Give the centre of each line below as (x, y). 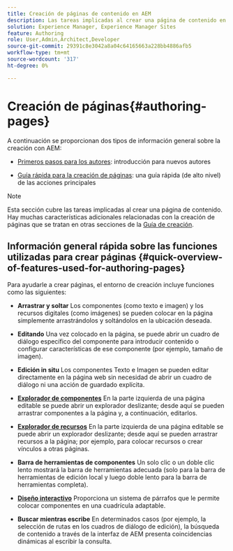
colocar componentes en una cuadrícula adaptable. (91, 506)
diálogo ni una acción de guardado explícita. (81, 385)
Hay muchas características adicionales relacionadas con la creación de (111, 216)
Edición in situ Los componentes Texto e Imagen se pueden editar (113, 370)
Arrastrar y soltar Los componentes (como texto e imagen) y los (110, 306)
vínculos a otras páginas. (53, 449)
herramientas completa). (53, 485)
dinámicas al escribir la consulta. (65, 541)
